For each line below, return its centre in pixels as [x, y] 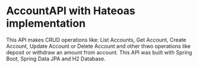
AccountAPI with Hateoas [71, 11]
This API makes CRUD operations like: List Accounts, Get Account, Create [96, 40]
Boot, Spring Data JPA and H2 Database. [56, 59]
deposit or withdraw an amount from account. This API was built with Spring [99, 52]
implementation [46, 23]
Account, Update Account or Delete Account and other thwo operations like [98, 46]
